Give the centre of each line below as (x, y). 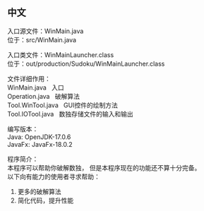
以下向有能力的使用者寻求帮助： (54, 176)
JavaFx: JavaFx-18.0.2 (40, 144)
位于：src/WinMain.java (42, 40)
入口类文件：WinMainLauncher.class (61, 54)
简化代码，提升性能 (46, 200)
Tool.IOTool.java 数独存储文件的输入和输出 (70, 114)
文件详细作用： (29, 78)
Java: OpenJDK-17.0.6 (39, 137)
